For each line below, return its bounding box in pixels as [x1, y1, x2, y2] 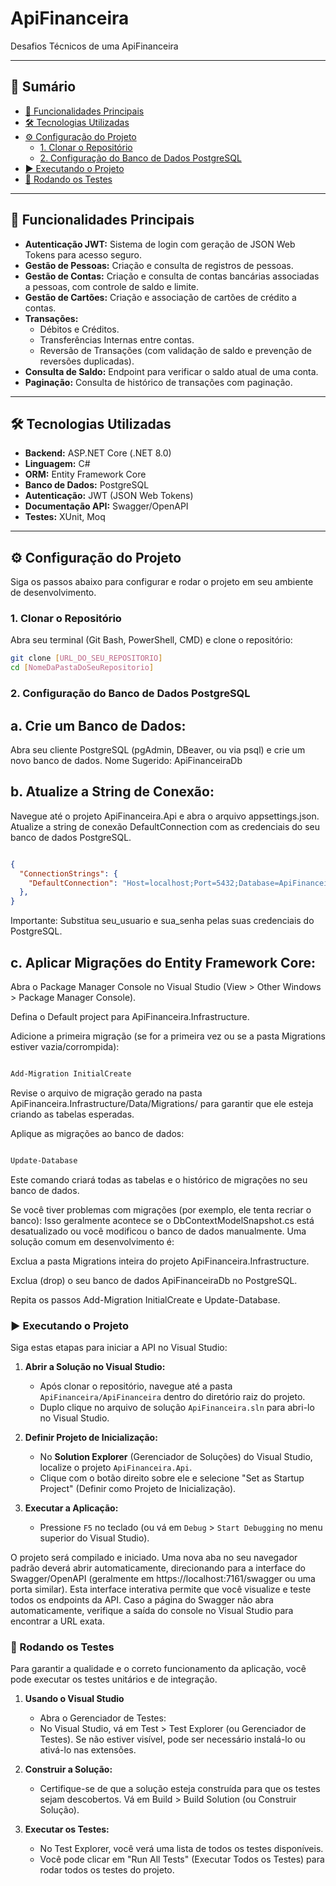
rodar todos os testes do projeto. [39, 1864, 175, 1876]
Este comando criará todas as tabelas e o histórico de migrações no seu [10, 1173, 308, 1186]
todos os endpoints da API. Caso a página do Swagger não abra [10, 1594, 274, 1606]
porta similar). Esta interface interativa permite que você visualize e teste [10, 1583, 312, 1596]
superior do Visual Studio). [39, 1532, 150, 1544]
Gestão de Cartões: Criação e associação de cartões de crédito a [24, 291, 297, 303]
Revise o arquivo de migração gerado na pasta [10, 1087, 203, 1099]
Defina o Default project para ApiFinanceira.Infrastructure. [10, 1010, 250, 1022]
